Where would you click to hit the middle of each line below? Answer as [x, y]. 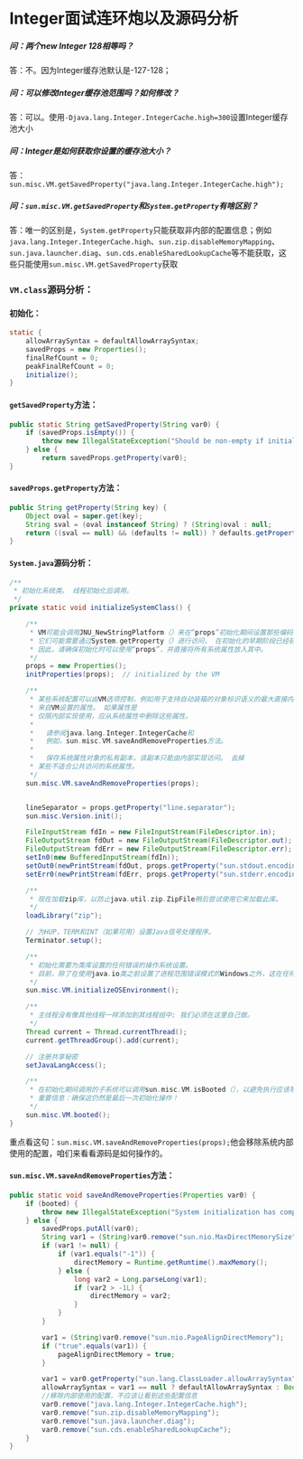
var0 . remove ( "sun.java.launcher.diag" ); [119, 1421]
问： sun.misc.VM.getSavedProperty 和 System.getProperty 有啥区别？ [134, 205]
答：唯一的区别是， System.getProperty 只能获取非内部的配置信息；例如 [141, 231]
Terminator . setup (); [64, 941]
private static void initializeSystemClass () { [101, 608]
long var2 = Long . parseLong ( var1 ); [140, 1279]
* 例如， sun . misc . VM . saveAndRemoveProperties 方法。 [129, 741]
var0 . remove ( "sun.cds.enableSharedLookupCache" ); [137, 1429]
